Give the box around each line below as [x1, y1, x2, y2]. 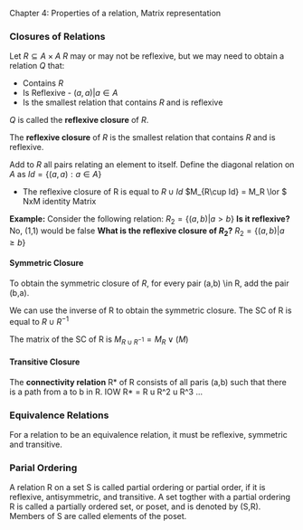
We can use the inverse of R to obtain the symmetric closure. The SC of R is [9, 305, 292, 316]
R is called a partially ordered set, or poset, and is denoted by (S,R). [9, 501, 261, 512]
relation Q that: [9, 61, 65, 71]
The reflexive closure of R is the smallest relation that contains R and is [9, 132, 276, 143]
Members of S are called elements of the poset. [9, 511, 187, 522]
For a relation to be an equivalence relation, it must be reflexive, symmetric [9, 430, 288, 440]
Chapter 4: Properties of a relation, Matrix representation [9, 8, 222, 18]
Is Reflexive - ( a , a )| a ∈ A [22, 88, 118, 99]
